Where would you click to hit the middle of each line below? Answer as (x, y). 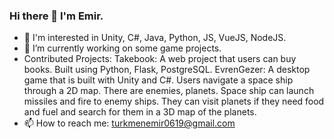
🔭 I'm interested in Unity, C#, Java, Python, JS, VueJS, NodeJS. (155, 38)
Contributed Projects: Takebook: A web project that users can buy (160, 59)
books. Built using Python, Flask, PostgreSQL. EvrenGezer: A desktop (167, 70)
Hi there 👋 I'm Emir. (56, 16)
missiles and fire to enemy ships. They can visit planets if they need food (174, 101)
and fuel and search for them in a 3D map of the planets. (140, 112)
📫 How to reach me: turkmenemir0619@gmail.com (129, 123)
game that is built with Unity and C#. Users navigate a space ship (158, 80)
